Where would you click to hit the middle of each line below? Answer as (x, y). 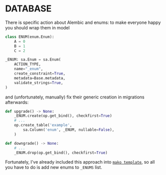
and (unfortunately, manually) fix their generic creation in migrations (75, 97)
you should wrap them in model (38, 27)
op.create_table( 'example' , (43, 125)
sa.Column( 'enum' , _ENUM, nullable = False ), (69, 130)
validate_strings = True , (39, 83)
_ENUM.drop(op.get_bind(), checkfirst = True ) (61, 153)
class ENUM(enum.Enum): (30, 37)
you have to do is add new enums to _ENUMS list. (54, 168)
